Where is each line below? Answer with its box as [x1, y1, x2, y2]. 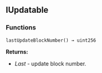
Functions [5, 23, 36, 32]
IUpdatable [5, 5, 49, 15]
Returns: [5, 48, 29, 55]
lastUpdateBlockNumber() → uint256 [5, 37, 97, 44]
